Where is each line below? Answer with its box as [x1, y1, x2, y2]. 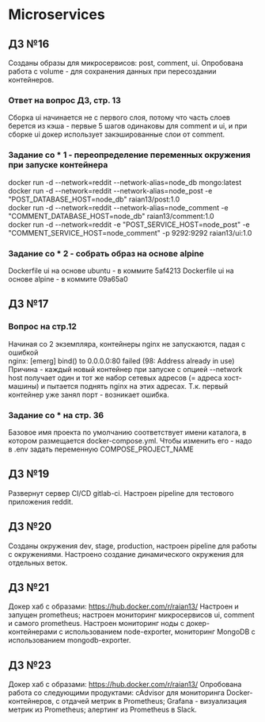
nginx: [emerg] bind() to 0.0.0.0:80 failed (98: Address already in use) [8, 355, 235, 366]
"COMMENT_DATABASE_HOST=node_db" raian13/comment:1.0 [8, 211, 215, 221]
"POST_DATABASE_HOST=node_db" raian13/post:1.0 [8, 194, 180, 204]
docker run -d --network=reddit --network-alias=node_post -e [8, 186, 213, 195]
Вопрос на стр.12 [8, 321, 78, 332]
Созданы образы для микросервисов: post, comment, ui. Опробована [8, 58, 244, 67]
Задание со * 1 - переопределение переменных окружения [8, 149, 251, 160]
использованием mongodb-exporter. [8, 636, 131, 645]
